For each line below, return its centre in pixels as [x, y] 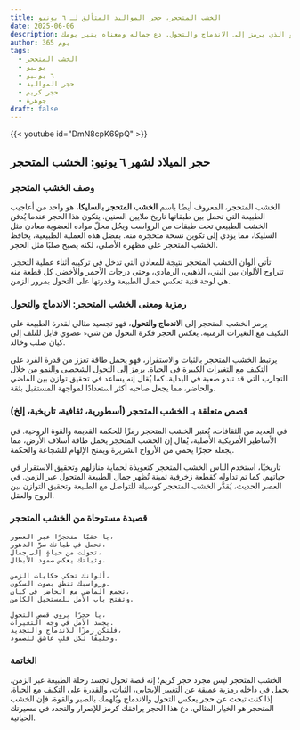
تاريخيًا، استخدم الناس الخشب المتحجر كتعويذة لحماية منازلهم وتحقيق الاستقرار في [146, 467]
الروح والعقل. [32, 495]
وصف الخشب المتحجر [53, 187]
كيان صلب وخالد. [38, 342]
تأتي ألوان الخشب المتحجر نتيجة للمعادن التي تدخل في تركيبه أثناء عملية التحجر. [141, 262]
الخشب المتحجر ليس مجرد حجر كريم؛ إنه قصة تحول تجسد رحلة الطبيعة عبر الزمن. [146, 680]
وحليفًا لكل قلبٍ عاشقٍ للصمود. [64, 638]
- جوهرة [32, 100]
